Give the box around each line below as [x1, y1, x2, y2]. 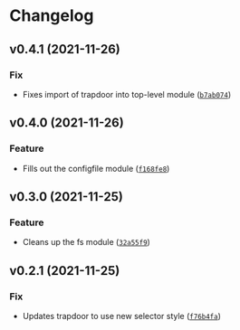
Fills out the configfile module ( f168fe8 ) [22, 163, 170, 174]
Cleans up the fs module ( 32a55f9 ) [22, 237, 151, 248]
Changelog [9, 5, 94, 26]
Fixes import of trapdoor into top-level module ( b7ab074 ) [22, 89, 232, 99]
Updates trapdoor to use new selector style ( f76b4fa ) [22, 310, 222, 321]
